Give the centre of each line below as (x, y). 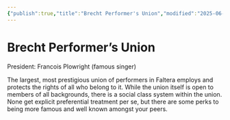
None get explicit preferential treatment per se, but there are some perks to (113, 101)
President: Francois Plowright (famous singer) (72, 67)
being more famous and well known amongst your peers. (87, 109)
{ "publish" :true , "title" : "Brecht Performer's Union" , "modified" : (102, 13)
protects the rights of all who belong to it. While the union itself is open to (111, 87)
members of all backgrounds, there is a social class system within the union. (115, 94)
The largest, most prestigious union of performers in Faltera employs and (110, 80)
